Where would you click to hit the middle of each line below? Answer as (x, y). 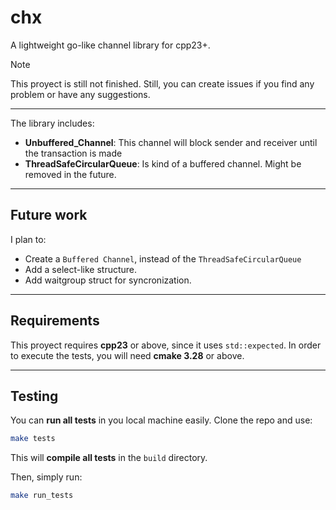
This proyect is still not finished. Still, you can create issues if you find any (162, 83)
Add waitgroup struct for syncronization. (108, 280)
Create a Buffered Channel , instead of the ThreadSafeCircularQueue (163, 258)
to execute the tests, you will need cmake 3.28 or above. (127, 355)
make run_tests (42, 496)
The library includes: (52, 123)
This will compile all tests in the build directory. (109, 458)
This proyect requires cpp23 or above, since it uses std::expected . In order (166, 345)
